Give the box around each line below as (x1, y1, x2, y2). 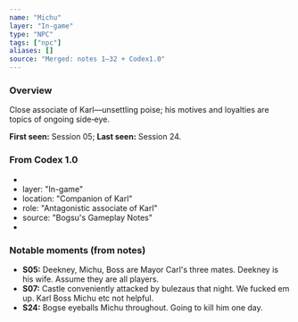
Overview (9, 84, 53, 97)
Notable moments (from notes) (9, 243, 146, 256)
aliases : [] (9, 47, 54, 55)
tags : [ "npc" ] (9, 38, 62, 47)
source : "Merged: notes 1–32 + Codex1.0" (9, 55, 166, 64)
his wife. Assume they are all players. (21, 274, 159, 284)
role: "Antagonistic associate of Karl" (21, 202, 158, 213)
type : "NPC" (9, 30, 54, 38)
